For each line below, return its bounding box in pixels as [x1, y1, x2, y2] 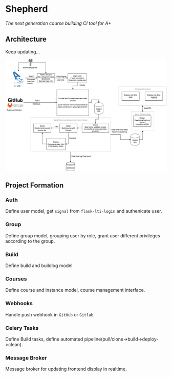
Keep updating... [5, 48, 40, 54]
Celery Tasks [5, 324, 39, 331]
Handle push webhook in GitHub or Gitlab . [5, 311, 95, 317]
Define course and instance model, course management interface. [5, 287, 145, 293]
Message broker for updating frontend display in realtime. [5, 366, 127, 372]
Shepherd [5, 3, 48, 15]
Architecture [5, 35, 47, 44]
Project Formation [5, 181, 64, 190]
